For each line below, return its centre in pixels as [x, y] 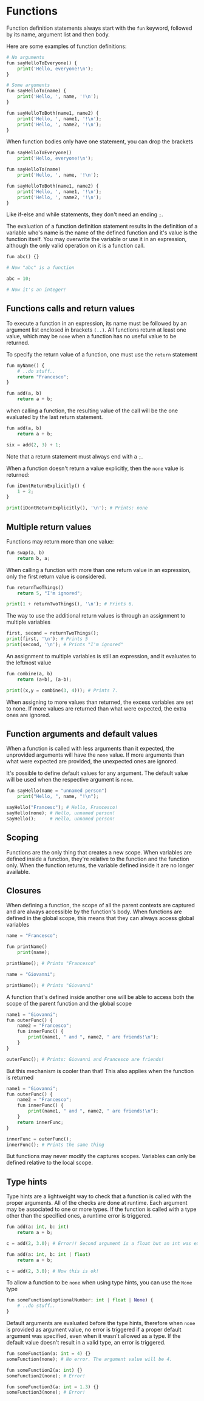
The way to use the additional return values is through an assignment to [96, 616]
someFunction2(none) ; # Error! [46, 1376]
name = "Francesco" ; [32, 936]
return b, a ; [34, 558]
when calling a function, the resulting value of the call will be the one [92, 411]
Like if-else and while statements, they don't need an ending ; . [85, 214]
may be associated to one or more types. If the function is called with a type [101, 1209]
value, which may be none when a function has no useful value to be [91, 336]
